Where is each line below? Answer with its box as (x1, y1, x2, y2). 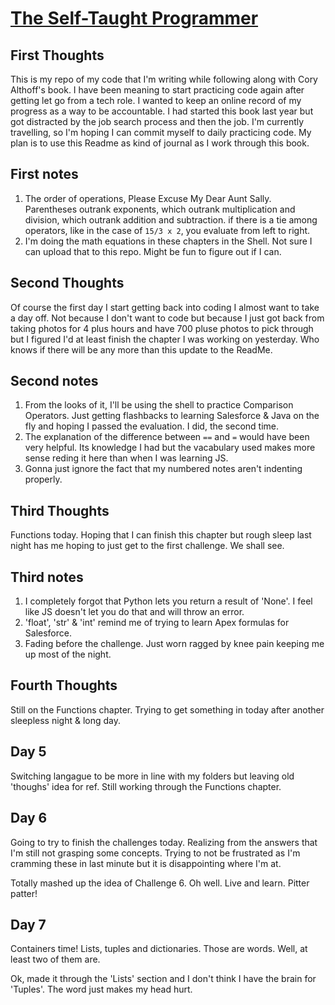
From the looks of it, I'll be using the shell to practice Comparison (24, 399, 294, 411)
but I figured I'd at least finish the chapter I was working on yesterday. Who (10, 333, 320, 345)
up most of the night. (24, 648, 112, 661)
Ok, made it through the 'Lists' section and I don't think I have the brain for (10, 973, 317, 985)
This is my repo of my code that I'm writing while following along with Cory (10, 73, 318, 85)
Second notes (10, 373, 99, 390)
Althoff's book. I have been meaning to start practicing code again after (10, 84, 305, 96)
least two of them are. (10, 953, 101, 966)
